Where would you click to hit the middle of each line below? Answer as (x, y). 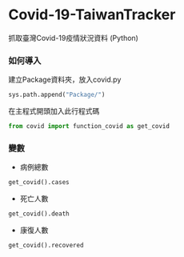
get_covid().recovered (46, 246)
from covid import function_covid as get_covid (89, 126)
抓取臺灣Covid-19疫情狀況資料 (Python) (73, 38)
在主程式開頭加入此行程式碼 (54, 111)
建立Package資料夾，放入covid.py (65, 80)
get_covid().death (39, 214)
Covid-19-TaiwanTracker (92, 15)
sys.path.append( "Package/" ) (57, 95)
